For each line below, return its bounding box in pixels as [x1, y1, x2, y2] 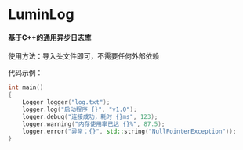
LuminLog [8, 5, 74, 23]
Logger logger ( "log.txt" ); [22, 98, 111, 106]
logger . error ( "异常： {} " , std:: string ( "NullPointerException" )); [22, 127, 237, 135]
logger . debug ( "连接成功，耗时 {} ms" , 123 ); [22, 112, 158, 120]
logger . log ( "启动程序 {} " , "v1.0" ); [22, 105, 137, 114]
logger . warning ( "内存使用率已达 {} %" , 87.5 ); [22, 120, 165, 128]
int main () [8, 84, 44, 91]
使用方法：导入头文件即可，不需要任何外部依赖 [8, 52, 159, 61]
